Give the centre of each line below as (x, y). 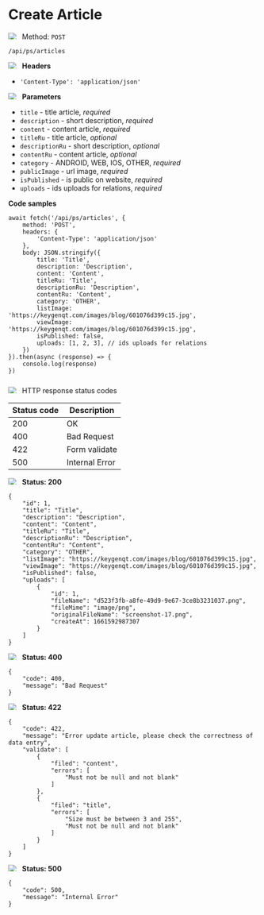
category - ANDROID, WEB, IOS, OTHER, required (100, 162)
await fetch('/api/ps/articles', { (67, 218)
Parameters (42, 96)
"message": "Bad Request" (65, 685)
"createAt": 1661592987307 (95, 621)
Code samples (33, 203)
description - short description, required (86, 120)
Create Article (55, 15)
